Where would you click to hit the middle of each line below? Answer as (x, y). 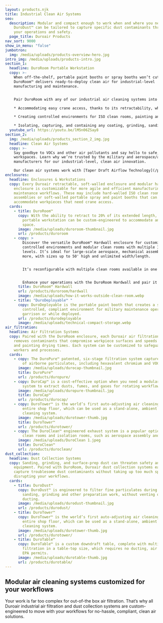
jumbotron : (16, 50)
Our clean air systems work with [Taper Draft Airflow (70, 170)
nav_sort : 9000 (20, 41)
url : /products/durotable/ (45, 562)
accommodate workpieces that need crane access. (64, 202)
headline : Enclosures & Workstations (48, 179)
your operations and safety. (43, 32)
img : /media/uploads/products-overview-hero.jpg (59, 55)
